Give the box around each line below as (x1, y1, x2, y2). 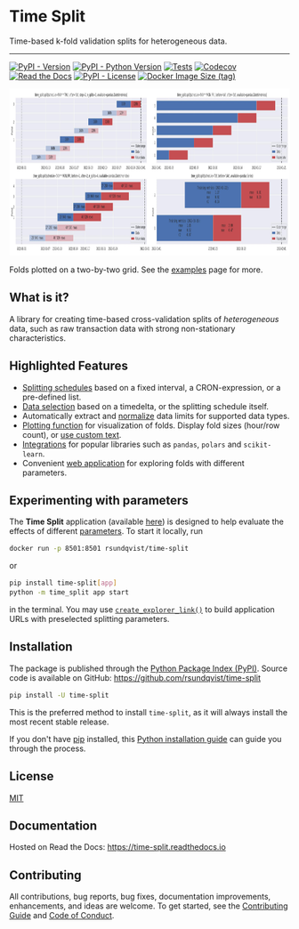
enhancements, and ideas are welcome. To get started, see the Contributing (9, 901, 288, 911)
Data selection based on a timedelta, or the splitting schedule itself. (21, 400, 270, 411)
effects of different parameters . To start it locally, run (9, 526, 203, 537)
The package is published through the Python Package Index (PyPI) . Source (9, 663, 287, 674)
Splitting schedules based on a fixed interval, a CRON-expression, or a (21, 382, 281, 392)
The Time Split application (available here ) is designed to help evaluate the (9, 516, 285, 527)
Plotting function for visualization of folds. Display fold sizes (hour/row (21, 420, 280, 431)
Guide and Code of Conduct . (9, 910, 115, 921)
